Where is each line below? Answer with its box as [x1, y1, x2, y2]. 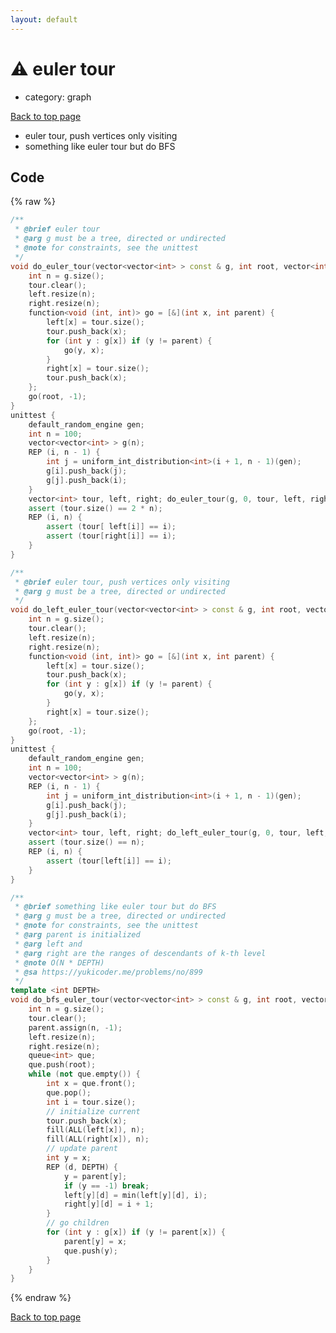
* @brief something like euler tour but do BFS [14, 902, 217, 912]
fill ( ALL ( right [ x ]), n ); [46, 1134, 150, 1145]
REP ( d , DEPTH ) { [46, 1162, 118, 1172]
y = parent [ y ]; [63, 1171, 128, 1181]
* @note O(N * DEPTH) [14, 957, 105, 968]
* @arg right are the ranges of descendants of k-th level [14, 948, 267, 958]
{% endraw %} [10, 1292, 72, 1304]
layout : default [10, 14, 78, 25]
